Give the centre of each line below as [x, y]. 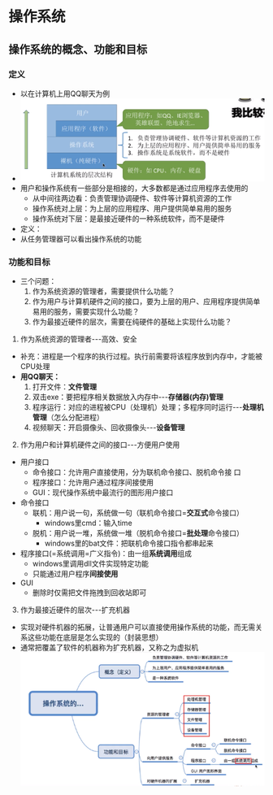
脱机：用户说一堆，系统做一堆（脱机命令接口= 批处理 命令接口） [138, 533]
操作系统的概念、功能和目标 [78, 49]
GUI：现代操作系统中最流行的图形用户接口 [103, 493]
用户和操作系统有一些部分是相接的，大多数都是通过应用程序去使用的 [134, 188]
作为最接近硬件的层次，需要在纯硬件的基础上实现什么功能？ [132, 322]
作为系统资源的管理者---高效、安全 [79, 339]
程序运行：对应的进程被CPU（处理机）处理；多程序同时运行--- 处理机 [148, 407]
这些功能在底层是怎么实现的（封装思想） [95, 637]
